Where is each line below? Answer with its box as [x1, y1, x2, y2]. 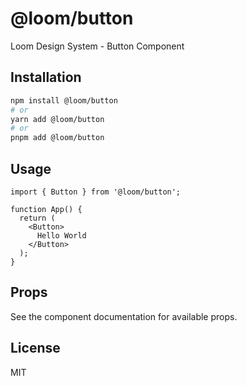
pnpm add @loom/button [10, 133, 105, 143]
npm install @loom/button [10, 95, 118, 106]
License [10, 340, 61, 357]
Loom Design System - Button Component [10, 40, 185, 52]
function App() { [10, 204, 83, 214]
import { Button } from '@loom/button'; [10, 187, 182, 197]
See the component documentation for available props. [10, 310, 238, 322]
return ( [19, 213, 56, 223]
